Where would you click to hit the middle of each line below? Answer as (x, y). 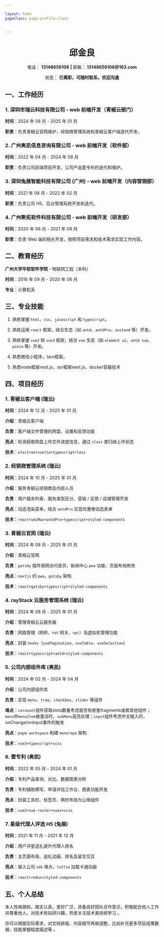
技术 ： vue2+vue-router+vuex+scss (39, 810)
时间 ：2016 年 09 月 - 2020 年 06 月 (41, 279)
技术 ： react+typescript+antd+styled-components (54, 653)
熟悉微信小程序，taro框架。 (40, 356)
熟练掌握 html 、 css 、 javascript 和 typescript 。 (61, 319)
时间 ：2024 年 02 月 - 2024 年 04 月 (42, 679)
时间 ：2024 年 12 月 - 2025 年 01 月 (41, 411)
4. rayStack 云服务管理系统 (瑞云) (44, 600)
